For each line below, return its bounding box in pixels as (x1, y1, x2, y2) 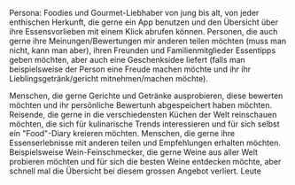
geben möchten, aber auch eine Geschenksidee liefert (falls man (9, 55, 245, 65)
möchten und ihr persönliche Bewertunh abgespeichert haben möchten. (9, 100, 273, 110)
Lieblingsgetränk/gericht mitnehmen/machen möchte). (9, 73, 208, 83)
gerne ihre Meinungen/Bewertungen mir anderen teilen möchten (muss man (9, 35, 286, 46)
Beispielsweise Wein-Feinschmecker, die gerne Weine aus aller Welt (9, 147, 259, 158)
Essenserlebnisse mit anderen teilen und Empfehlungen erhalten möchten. (9, 137, 282, 148)
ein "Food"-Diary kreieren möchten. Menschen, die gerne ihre (9, 128, 236, 138)
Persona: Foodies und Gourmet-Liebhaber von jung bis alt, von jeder (9, 8, 260, 18)
